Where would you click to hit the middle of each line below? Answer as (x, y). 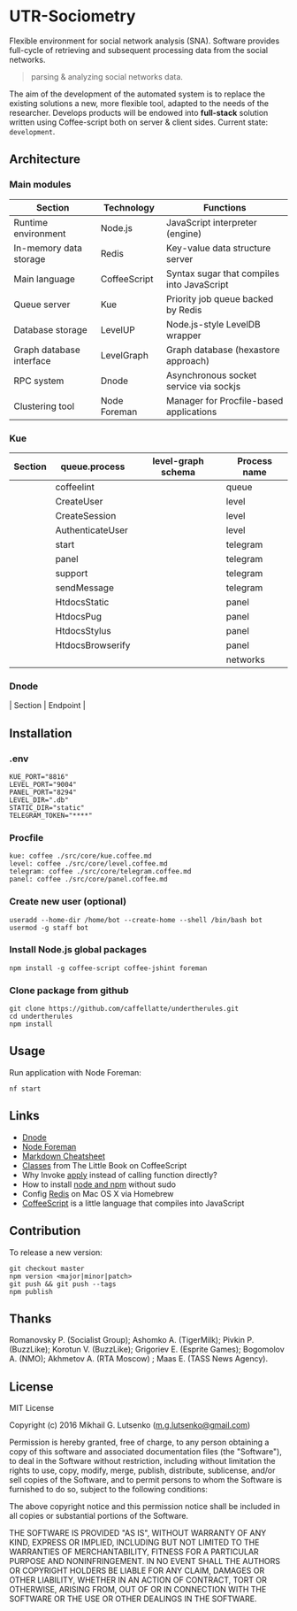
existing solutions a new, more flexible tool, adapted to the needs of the (139, 103)
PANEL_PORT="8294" (43, 792)
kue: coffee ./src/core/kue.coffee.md (80, 856)
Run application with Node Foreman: (75, 1072)
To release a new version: (56, 1252)
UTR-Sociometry (72, 16)
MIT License (32, 1408)
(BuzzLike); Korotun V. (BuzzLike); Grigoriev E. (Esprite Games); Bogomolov (147, 1349)
